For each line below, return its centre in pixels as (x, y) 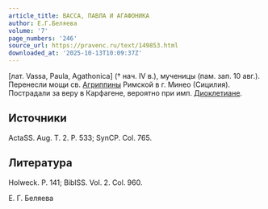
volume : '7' (28, 31)
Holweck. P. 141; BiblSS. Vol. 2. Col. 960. (75, 182)
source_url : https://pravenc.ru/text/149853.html (94, 46)
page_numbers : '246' (43, 38)
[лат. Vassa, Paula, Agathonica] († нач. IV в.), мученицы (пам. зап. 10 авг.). (134, 76)
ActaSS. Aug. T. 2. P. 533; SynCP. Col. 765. (80, 137)
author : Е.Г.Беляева (43, 23)
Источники (38, 119)
